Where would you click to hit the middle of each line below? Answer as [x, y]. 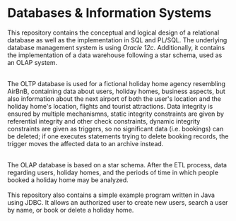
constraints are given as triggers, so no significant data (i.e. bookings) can [116, 129]
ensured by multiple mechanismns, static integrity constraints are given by [116, 114]
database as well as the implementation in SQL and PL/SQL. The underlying [117, 40]
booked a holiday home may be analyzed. [68, 180]
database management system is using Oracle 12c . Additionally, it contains [116, 47]
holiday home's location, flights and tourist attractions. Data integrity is [110, 106]
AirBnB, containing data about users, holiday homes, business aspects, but [117, 91]
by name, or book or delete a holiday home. [71, 210]
